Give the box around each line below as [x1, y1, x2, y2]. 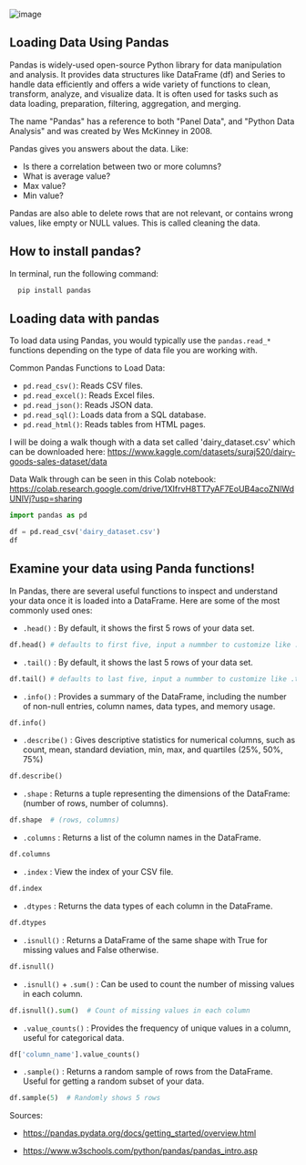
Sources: [9, 1110, 44, 1121]
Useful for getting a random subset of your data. [22, 1076, 205, 1086]
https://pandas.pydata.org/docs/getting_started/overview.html [22, 1128, 257, 1139]
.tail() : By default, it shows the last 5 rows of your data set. [22, 656, 253, 667]
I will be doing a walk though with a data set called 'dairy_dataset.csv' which [9, 436, 296, 447]
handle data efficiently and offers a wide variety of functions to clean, [9, 79, 271, 89]
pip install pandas [17, 286, 92, 295]
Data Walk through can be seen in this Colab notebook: [9, 474, 217, 485]
